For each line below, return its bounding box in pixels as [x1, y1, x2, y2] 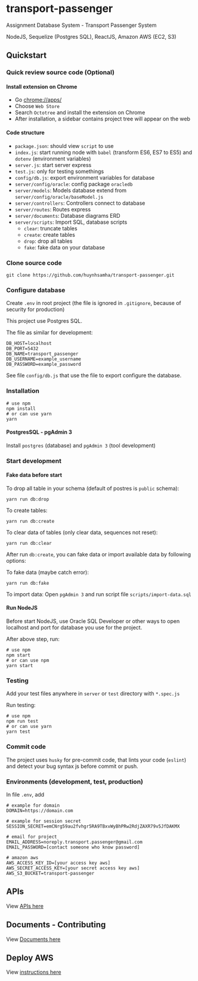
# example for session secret [6, 818, 82, 824]
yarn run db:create [6, 518, 55, 524]
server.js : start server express [14, 161, 92, 168]
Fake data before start [6, 471, 63, 479]
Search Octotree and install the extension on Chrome [14, 109, 146, 116]
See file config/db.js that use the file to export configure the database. [6, 372, 182, 379]
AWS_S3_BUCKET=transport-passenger [6, 870, 95, 876]
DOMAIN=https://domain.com [6, 807, 73, 813]
